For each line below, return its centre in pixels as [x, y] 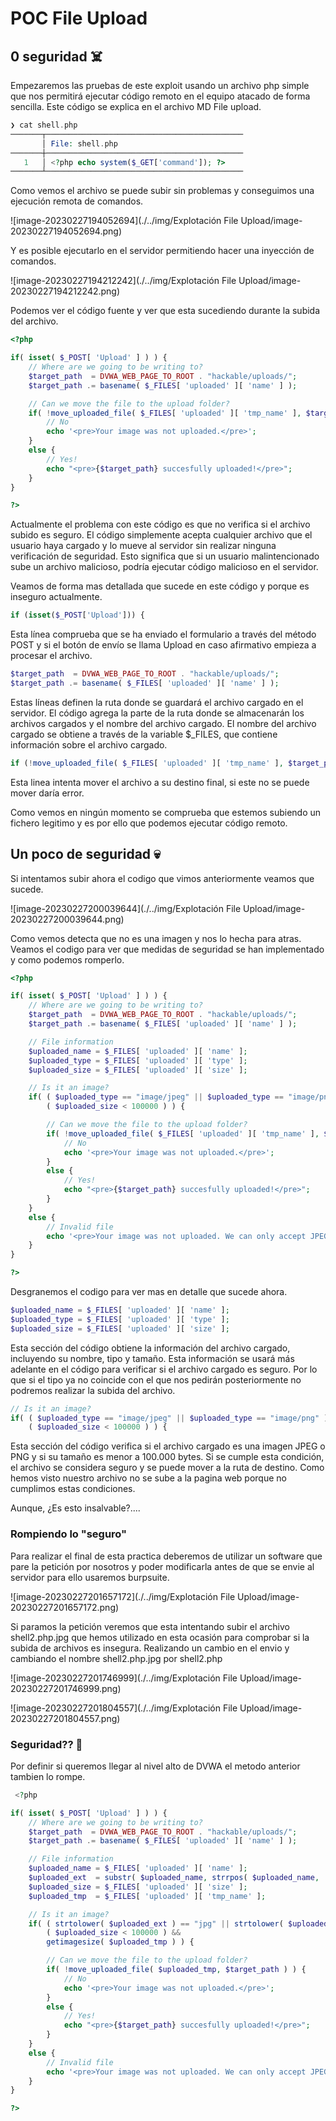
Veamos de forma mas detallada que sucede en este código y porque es [160, 586]
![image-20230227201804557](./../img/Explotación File [124, 1708]
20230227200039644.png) [67, 919]
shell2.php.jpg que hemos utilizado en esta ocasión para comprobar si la [160, 1637]
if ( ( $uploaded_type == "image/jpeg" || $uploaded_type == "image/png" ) [169, 1418]
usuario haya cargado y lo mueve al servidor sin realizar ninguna [143, 546]
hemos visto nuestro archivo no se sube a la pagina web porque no [148, 1478]
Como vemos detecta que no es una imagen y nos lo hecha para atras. [156, 938]
